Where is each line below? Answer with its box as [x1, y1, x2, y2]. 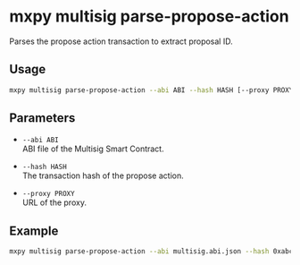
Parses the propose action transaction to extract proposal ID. [9, 36, 234, 47]
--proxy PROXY [21, 190, 75, 199]
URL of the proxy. [21, 197, 87, 208]
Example [9, 223, 59, 238]
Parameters [9, 110, 76, 126]
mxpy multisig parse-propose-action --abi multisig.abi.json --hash [9, 247, 270, 256]
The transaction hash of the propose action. [21, 170, 185, 181]
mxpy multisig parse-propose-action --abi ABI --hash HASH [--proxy [9, 85, 270, 95]
